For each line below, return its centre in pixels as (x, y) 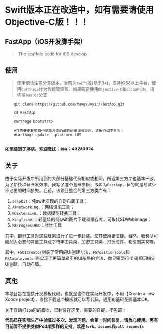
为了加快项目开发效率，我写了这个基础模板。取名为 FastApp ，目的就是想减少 (81, 184)
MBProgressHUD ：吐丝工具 (37, 225)
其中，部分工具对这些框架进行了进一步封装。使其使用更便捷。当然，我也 (77, 235)
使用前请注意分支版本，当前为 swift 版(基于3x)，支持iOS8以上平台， (84, 83)
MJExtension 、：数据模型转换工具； (46, 213)
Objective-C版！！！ (47, 22)
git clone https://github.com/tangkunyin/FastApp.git (69, 104)
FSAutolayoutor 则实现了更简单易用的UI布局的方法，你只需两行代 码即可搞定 (81, 258)
